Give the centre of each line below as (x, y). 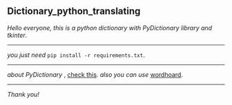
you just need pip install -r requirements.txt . (76, 55)
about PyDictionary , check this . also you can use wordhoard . (95, 74)
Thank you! (23, 94)
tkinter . (17, 35)
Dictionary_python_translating (74, 11)
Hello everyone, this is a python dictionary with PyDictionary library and (110, 27)
